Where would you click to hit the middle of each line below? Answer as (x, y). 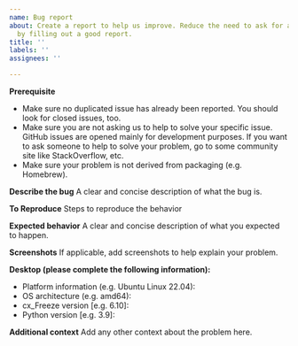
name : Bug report (41, 17)
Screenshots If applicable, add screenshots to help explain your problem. (144, 252)
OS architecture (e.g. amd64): (76, 296)
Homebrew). (45, 174)
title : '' (27, 42)
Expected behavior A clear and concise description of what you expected (145, 226)
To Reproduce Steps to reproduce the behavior (96, 208)
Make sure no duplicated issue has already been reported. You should (150, 108)
